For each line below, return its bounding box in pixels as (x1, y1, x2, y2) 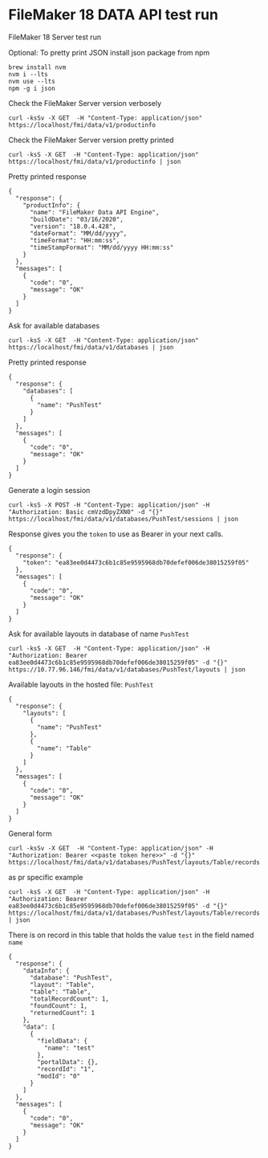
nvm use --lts (8, 77, 56, 85)
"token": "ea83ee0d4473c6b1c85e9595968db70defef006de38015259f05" (22, 558, 250, 567)
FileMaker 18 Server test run (8, 32, 102, 42)
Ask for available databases (8, 320, 100, 330)
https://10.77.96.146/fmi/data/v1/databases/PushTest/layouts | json (8, 665, 246, 674)
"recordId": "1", (37, 1065, 95, 1073)
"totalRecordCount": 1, (29, 994, 110, 1003)
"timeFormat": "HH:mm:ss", (29, 236, 120, 244)
